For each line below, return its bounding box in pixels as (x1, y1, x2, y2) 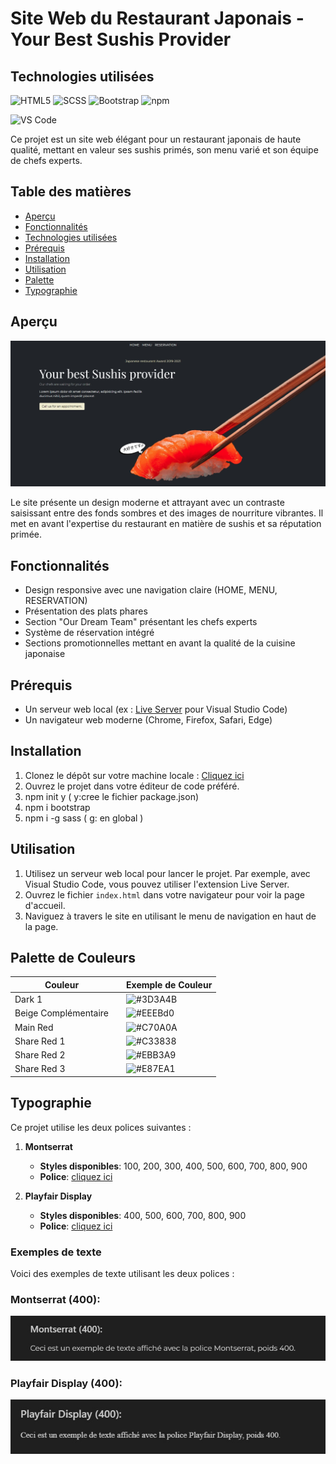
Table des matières (10, 183, 132, 201)
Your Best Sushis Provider (10, 28, 232, 51)
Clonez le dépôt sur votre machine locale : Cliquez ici (24, 769, 245, 781)
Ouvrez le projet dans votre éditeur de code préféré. (24, 780, 240, 792)
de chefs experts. (10, 155, 83, 166)
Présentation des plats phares (24, 605, 148, 617)
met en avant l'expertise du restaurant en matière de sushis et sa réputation (10, 518, 322, 530)
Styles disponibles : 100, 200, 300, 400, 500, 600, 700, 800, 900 (39, 1160, 308, 1172)
